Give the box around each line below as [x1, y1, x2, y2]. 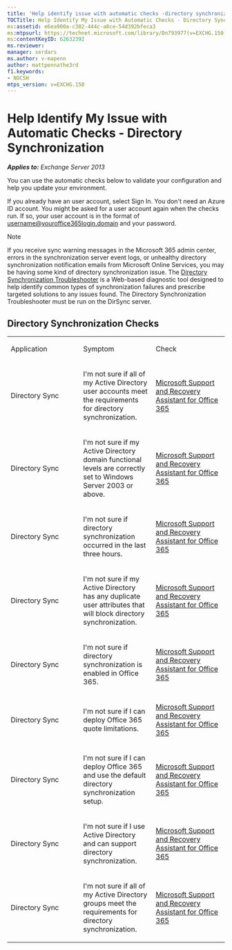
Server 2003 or [83, 481, 133, 490]
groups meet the [83, 899, 137, 908]
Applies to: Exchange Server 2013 [7, 163, 105, 172]
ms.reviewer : [7, 42, 45, 49]
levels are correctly [83, 464, 146, 473]
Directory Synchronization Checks [7, 318, 159, 329]
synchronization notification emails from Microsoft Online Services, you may [7, 261, 224, 269]
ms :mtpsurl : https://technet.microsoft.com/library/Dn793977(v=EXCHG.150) [7, 29, 227, 37]
